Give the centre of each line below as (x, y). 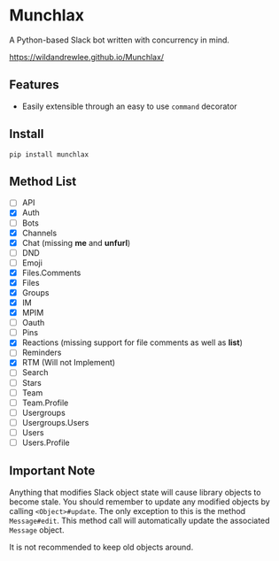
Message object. (37, 530)
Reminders (42, 353)
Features (34, 85)
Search (35, 373)
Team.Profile (45, 403)
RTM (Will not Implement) (69, 363)
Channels (39, 233)
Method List (43, 181)
